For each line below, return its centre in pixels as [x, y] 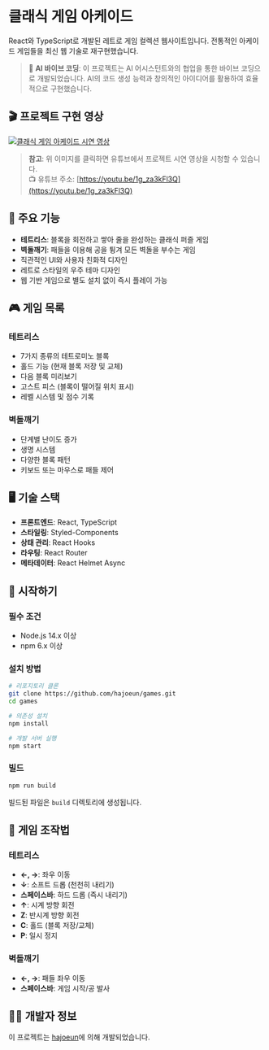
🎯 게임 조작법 [39, 830]
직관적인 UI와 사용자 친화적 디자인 [74, 259]
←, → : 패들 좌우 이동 [53, 978]
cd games [23, 701]
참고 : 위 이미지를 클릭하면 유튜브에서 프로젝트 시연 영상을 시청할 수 [133, 159]
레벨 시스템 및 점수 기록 [57, 397]
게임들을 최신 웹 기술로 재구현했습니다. [78, 50]
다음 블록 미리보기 [48, 377]
